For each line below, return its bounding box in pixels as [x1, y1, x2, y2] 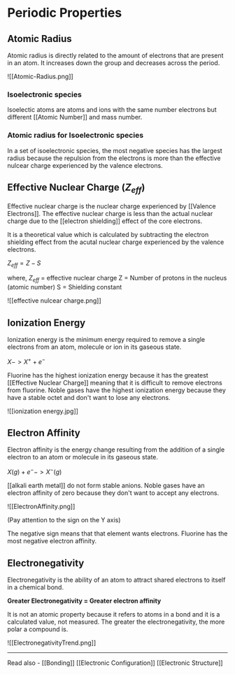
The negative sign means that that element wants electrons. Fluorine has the [7, 529, 228, 538]
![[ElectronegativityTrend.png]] [7, 638, 97, 647]
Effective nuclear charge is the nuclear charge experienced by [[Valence [7, 201, 216, 210]
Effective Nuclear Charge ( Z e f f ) [7, 181, 145, 195]
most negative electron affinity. [7, 537, 97, 545]
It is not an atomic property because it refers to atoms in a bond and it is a [7, 610, 220, 618]
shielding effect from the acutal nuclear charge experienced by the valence [7, 238, 225, 246]
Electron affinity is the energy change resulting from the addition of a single [7, 445, 225, 454]
